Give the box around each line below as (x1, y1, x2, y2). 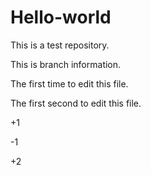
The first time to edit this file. (10, 77, 129, 90)
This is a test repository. (10, 39, 110, 51)
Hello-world (10, 6, 112, 29)
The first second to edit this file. (10, 97, 142, 109)
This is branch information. (10, 58, 122, 70)
